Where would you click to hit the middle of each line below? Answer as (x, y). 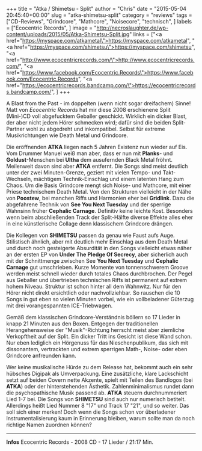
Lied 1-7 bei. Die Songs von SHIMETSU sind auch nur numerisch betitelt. (96, 399)
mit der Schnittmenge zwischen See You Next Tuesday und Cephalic (92, 261)
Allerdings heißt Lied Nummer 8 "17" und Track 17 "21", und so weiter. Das (98, 406)
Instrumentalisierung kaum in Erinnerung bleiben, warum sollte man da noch (101, 418)
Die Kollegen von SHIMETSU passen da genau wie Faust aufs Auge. (90, 235)
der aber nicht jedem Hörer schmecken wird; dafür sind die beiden (89, 122)
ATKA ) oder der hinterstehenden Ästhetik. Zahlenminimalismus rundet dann (100, 386)
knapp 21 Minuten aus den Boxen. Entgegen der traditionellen (82, 324)
